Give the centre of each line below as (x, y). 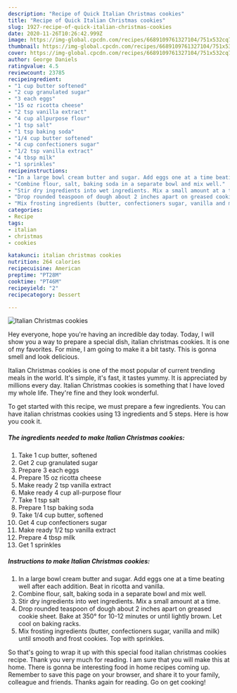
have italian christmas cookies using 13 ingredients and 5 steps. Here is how (118, 414)
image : (18, 40)
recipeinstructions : (38, 171)
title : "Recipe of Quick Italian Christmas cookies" (87, 20)
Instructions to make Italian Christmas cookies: (79, 561)
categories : (25, 210)
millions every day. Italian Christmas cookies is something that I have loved (116, 386)
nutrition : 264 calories (44, 262)
